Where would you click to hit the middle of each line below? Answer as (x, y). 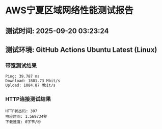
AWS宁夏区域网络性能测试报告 (70, 10)
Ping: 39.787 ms (22, 76)
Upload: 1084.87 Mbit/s (31, 85)
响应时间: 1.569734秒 (26, 116)
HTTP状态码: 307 (21, 111)
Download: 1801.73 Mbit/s (33, 81)
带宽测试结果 (21, 65)
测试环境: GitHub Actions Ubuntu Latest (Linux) (81, 50)
